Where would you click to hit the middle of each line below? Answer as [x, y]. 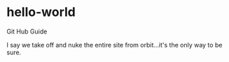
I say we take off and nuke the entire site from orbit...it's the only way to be [114, 45]
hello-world [41, 12]
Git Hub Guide [27, 31]
